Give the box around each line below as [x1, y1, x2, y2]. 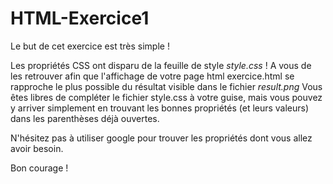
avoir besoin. [10, 142, 64, 154]
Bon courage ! [10, 162, 69, 174]
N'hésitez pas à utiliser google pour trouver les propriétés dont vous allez [10, 132, 313, 144]
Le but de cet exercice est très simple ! [10, 40, 170, 52]
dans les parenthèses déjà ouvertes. [10, 112, 160, 124]
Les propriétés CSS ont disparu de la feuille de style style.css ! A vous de [10, 59, 312, 71]
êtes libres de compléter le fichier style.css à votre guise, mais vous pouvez [10, 91, 323, 103]
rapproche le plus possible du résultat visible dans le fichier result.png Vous [10, 80, 323, 92]
